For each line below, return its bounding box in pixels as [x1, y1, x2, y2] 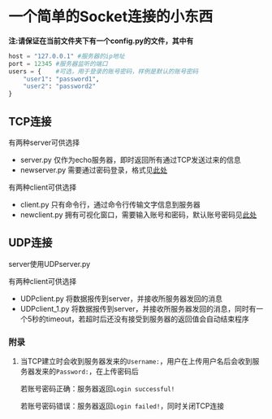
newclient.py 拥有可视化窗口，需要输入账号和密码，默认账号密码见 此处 [19, 210, 257, 220]
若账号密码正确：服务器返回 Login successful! [19, 384, 175, 394]
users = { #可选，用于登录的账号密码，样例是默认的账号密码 [8, 67, 199, 76]
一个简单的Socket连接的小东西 [8, 7, 214, 26]
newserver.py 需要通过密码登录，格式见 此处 [19, 165, 168, 175]
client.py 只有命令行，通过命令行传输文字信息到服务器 [19, 200, 201, 209]
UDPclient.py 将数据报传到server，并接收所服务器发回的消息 [19, 294, 223, 303]
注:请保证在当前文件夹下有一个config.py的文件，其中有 [8, 36, 194, 46]
